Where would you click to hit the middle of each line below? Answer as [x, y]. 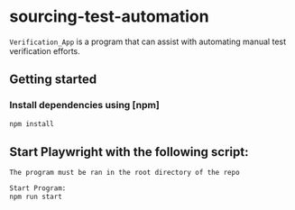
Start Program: [38, 188]
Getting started [53, 80]
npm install [32, 123]
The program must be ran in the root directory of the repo [125, 173]
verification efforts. [45, 50]
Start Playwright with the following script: [129, 152]
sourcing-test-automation [109, 17]
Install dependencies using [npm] [84, 105]
